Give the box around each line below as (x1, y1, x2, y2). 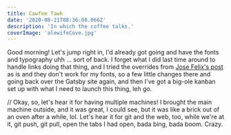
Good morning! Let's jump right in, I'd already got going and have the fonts (7, 48, 219, 56)
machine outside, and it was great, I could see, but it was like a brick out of (7, 105, 219, 114)
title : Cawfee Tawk (7, 10, 63, 17)
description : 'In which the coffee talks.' (7, 23, 134, 30)
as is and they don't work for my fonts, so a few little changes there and (7, 70, 211, 79)
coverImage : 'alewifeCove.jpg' (7, 29, 97, 37)
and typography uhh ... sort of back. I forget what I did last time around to (7, 56, 216, 64)
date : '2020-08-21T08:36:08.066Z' (7, 17, 107, 23)
